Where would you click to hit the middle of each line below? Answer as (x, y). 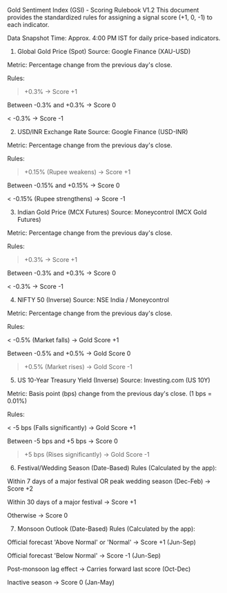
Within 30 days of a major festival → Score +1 (72, 502)
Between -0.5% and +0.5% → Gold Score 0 (69, 353)
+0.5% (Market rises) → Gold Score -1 (78, 367)
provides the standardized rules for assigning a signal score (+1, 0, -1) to (110, 17)
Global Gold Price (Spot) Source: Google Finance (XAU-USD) (104, 51)
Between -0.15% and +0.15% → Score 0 (63, 185)
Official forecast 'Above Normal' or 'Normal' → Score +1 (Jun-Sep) (102, 542)
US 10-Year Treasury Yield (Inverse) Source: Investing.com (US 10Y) (113, 380)
